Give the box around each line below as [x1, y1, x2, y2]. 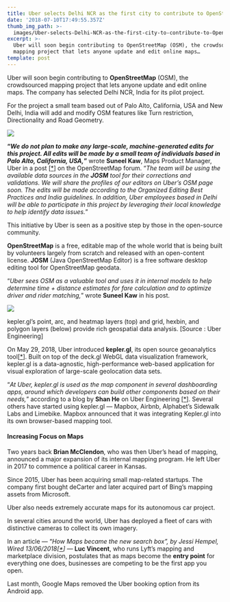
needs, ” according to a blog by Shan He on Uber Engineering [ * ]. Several [7, 395, 214, 403]
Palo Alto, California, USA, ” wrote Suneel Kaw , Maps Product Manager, [7, 156, 212, 165]
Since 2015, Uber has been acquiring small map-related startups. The [7, 475, 203, 483]
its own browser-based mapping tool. [7, 416, 113, 425]
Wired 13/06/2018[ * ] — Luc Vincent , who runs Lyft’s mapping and [7, 544, 194, 553]
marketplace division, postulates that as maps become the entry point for [7, 551, 215, 559]
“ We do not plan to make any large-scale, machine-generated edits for [7, 142, 214, 150]
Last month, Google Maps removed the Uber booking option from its [7, 579, 200, 588]
